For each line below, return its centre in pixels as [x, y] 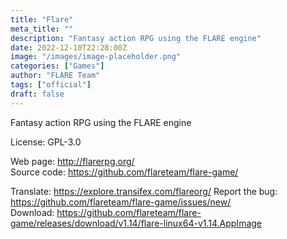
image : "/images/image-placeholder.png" [96, 57]
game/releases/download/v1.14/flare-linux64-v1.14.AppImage [136, 223]
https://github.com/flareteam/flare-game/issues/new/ [121, 202]
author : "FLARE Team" [55, 76]
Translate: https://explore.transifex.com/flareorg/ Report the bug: [144, 191]
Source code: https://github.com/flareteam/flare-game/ [124, 172]
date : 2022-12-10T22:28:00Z [69, 47]
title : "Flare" [42, 19]
